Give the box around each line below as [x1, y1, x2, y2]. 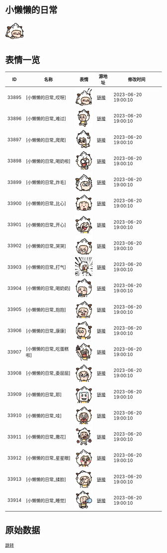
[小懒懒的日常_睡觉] [25, 497, 66, 503]
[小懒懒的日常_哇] [25, 412, 62, 418]
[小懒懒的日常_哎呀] [25, 94, 66, 100]
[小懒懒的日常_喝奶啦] [25, 158, 71, 164]
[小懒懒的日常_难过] [25, 115, 66, 122]
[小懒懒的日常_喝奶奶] [25, 285, 71, 291]
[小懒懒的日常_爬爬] [25, 137, 66, 143]
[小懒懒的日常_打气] [25, 264, 66, 270]
